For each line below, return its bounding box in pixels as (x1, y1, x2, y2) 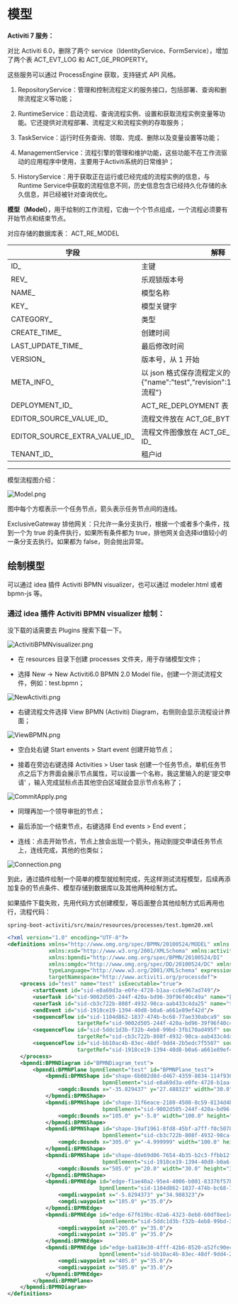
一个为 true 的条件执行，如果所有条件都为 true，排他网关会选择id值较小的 (13, 528, 228, 536)
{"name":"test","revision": (141, 377, 227, 387)
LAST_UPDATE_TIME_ (11, 341, 83, 350)
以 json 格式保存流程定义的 (141, 368, 230, 377)
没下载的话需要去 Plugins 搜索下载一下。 (7, 626, 126, 635)
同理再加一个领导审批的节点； (17, 807, 105, 816)
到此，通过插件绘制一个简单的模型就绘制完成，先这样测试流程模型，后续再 (7, 875, 225, 883)
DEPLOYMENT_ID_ (11, 400, 73, 410)
